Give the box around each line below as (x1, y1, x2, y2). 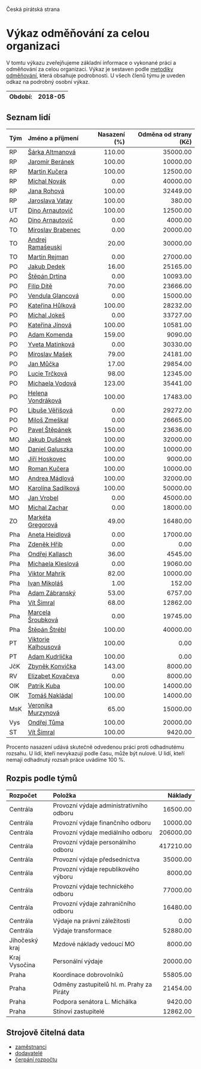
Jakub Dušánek (28, 435, 72, 443)
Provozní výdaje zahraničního (53, 899, 136, 907)
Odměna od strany (137, 130, 192, 138)
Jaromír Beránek (28, 158, 75, 166)
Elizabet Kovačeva (28, 671, 80, 680)
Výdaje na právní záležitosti (53, 916, 130, 925)
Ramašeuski (28, 243, 62, 251)
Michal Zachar (28, 503, 68, 511)
